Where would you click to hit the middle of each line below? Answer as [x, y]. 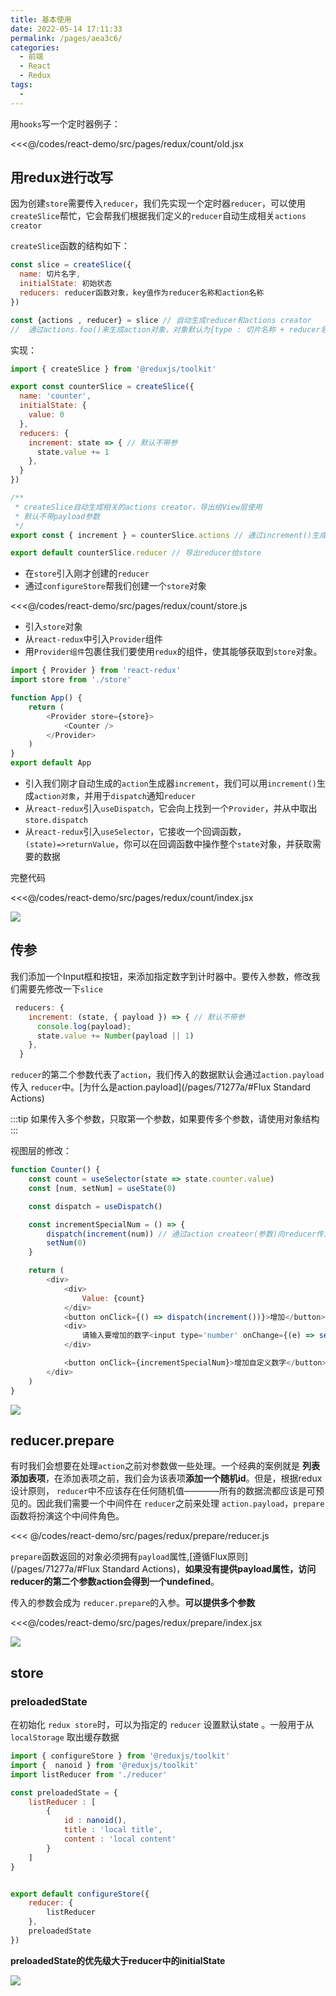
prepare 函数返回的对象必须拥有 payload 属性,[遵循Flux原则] [129, 1557]
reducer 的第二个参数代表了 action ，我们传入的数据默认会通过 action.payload [167, 1075]
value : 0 [46, 415]
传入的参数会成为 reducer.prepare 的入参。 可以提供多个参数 [133, 1603]
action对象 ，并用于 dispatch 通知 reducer [114, 796]
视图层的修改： [41, 1151]
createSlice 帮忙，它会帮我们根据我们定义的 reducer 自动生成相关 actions [158, 216]
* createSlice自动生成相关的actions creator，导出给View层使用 [138, 507]
